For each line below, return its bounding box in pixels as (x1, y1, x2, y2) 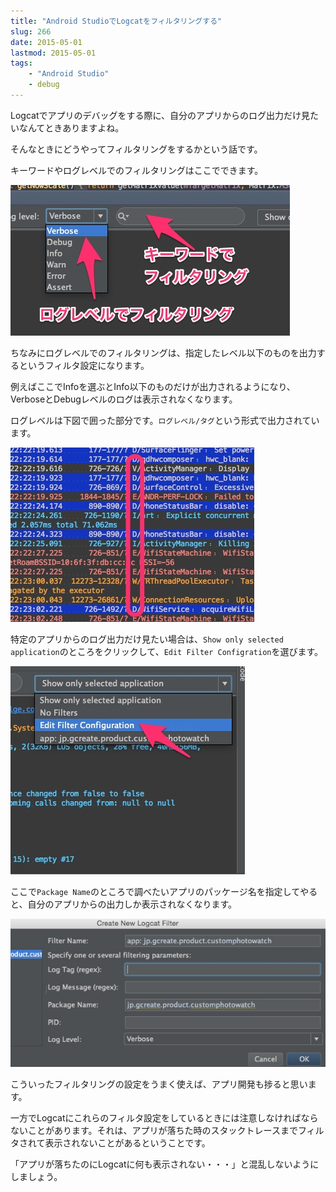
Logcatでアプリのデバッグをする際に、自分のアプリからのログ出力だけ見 (10, 109, 311, 121)
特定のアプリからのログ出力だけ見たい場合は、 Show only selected (10, 633, 284, 645)
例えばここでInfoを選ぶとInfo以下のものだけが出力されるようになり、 (10, 380, 296, 392)
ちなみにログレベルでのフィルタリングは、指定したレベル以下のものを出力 (10, 346, 317, 359)
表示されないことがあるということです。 (44, 1136, 211, 1149)
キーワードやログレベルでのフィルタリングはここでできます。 (10, 164, 264, 176)
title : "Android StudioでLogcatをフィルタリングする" (10, 16, 223, 26)
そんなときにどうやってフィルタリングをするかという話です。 (10, 143, 263, 155)
